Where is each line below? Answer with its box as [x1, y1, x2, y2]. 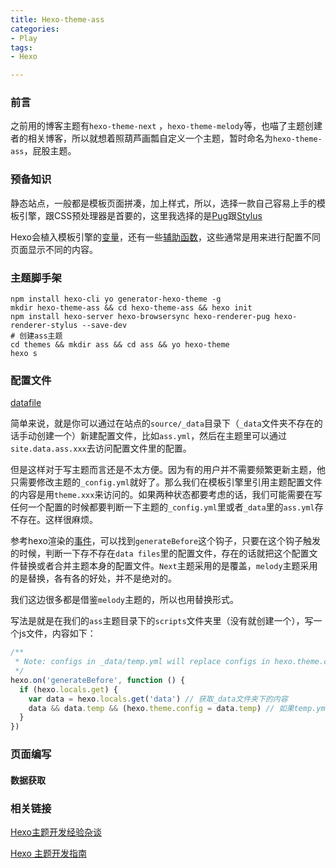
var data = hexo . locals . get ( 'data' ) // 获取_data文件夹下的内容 [28, 694, 288, 704]
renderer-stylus [10, 321, 78, 331]
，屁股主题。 [23, 145, 77, 157]
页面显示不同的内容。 [10, 243, 98, 255]
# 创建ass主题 [10, 331, 63, 341]
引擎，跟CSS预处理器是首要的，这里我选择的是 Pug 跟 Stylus [18, 209, 263, 221]
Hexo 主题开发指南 [10, 847, 87, 859]
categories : [10, 24, 60, 34]
